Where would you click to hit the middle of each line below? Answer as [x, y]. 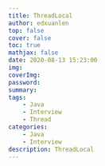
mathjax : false [33, 53]
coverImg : [25, 75]
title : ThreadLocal [41, 16]
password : [25, 82]
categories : [28, 127]
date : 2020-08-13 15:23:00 [53, 61]
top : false [26, 30]
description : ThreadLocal [51, 149]
